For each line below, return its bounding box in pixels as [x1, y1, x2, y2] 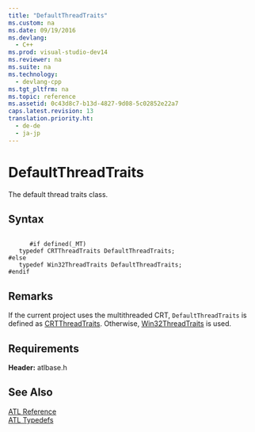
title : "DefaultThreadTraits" [8, 11, 108, 20]
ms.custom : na [8, 19, 55, 27]
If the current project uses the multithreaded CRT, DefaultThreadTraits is [8, 310, 247, 320]
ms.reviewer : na [8, 56, 62, 64]
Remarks [8, 290, 54, 303]
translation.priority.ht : [8, 115, 93, 123]
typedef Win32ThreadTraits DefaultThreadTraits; [18, 261, 182, 269]
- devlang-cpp [15, 78, 62, 85]
